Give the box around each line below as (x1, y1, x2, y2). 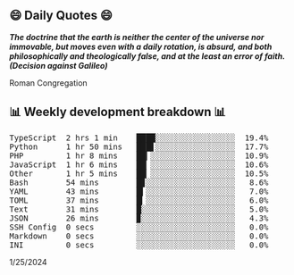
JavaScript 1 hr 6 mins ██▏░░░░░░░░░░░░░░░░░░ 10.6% (9, 159, 269, 170)
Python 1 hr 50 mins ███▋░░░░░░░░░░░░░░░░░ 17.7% (9, 141, 269, 152)
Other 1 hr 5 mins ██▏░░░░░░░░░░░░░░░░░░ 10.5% (9, 168, 269, 179)
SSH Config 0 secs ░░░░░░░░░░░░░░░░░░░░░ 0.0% (9, 221, 269, 232)
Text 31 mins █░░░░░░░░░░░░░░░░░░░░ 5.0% (9, 204, 269, 214)
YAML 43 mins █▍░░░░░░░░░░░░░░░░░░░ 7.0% (9, 186, 269, 196)
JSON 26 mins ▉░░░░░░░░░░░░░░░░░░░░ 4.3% (9, 212, 269, 223)
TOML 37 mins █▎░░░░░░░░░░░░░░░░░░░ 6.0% (9, 195, 269, 205)
